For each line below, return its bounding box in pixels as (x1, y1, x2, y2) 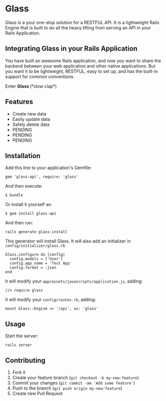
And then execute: (5, 183, 43, 189)
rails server (5, 343, 32, 348)
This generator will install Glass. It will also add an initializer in (5, 238, 131, 244)
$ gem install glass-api (5, 211, 56, 216)
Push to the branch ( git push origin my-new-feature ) (12, 385, 122, 391)
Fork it (12, 369, 26, 375)
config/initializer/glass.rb (5, 243, 65, 249)
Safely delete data (12, 121, 50, 127)
